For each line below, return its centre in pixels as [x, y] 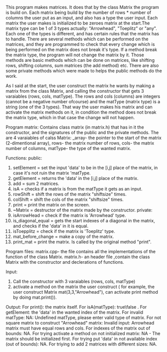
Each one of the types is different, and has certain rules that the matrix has [82, 34]
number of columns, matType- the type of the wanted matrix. [69, 148]
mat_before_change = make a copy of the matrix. [63, 237]
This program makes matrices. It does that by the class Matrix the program [82, 7]
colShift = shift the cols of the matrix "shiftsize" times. [68, 199]
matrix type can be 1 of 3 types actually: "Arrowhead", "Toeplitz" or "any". [82, 28]
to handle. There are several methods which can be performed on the [77, 39]
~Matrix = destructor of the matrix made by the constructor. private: [83, 210]
